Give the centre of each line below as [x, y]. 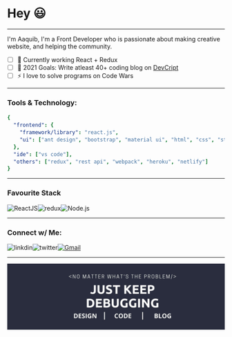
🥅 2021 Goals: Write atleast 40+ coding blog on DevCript [98, 67]
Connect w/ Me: [35, 232]
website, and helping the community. [60, 46]
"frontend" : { [33, 125]
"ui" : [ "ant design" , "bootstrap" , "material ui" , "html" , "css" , [117, 139]
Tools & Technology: [42, 102]
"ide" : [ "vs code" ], [43, 154]
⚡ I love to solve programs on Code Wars [75, 76]
